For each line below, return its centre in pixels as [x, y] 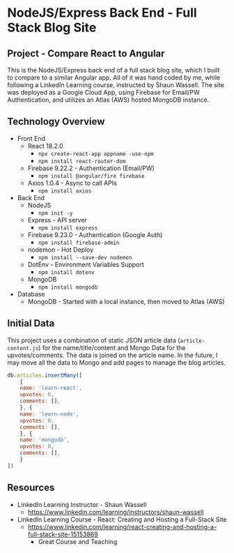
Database [31, 294]
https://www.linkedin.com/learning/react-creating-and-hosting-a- [122, 527]
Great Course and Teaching [78, 541]
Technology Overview [56, 122]
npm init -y [55, 213]
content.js [23, 348]
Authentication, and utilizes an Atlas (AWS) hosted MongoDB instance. [108, 100]
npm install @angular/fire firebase [91, 176]
